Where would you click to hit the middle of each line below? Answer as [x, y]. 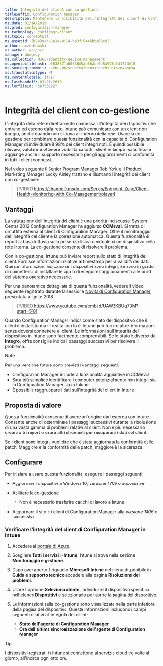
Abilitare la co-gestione [35, 493]
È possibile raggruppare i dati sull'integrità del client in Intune [73, 390]
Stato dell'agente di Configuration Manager [64, 624]
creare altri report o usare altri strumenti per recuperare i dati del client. [76, 433]
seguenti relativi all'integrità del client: [50, 615]
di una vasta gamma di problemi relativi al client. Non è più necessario [75, 427]
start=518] [27, 311]
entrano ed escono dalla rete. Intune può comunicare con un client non [76, 129]
